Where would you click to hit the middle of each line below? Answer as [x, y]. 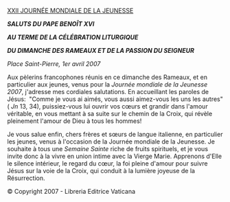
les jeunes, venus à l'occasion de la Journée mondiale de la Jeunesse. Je [111, 142]
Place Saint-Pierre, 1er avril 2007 [54, 64]
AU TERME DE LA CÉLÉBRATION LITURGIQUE [73, 37]
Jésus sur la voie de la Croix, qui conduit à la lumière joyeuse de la [101, 171]
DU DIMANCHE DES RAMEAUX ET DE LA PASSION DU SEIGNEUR [101, 50]
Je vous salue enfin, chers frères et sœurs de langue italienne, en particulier [115, 134]
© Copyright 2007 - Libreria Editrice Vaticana [71, 191]
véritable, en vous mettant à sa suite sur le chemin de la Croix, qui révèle [110, 114]
